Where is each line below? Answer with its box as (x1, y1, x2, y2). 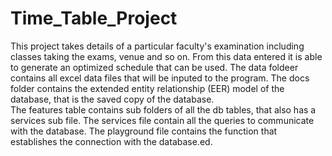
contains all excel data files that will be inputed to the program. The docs (10, 72, 310, 84)
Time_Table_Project (10, 7, 178, 30)
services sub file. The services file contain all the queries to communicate (10, 114, 315, 126)
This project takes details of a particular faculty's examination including (10, 40, 305, 52)
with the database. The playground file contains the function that (10, 125, 278, 137)
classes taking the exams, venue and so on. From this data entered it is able (10, 50, 323, 62)
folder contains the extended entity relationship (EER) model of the (10, 82, 285, 94)
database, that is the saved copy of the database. (10, 93, 215, 105)
